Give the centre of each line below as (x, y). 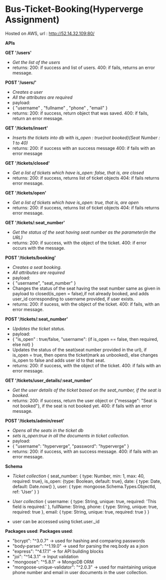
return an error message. (38, 118)
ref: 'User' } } (26, 492)
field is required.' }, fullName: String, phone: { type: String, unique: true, (85, 507)
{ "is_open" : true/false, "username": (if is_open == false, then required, (85, 339)
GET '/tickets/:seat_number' (35, 222)
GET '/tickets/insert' (27, 128)
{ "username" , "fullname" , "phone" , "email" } (60, 108)
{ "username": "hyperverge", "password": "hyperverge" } (71, 446)
